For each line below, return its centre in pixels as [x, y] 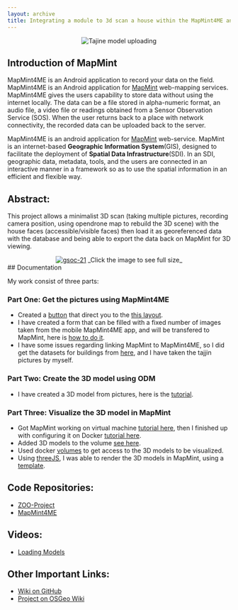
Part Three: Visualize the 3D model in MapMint [89, 412]
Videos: [25, 535]
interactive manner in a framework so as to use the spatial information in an [117, 169]
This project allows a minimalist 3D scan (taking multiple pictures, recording [118, 216]
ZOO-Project [36, 505]
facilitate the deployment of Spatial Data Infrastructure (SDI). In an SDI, [111, 154]
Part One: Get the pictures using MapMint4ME [89, 300]
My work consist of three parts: [53, 282]
